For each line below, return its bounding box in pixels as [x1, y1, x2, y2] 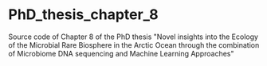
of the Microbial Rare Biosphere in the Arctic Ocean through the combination [8, 40, 260, 49]
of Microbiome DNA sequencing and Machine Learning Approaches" [8, 49, 234, 58]
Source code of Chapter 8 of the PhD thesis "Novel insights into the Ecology [8, 32, 259, 41]
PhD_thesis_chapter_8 [8, 6, 159, 24]
